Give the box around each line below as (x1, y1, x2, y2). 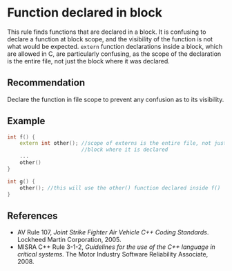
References (7, 210, 58, 221)
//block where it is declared (81, 146, 168, 153)
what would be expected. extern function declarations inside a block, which (7, 42, 223, 50)
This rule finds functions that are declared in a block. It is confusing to (7, 28, 206, 36)
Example (7, 115, 46, 127)
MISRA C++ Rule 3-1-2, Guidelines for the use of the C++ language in (17, 243, 215, 251)
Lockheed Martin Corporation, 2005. (17, 236, 122, 244)
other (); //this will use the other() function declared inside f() (19, 184, 221, 191)
